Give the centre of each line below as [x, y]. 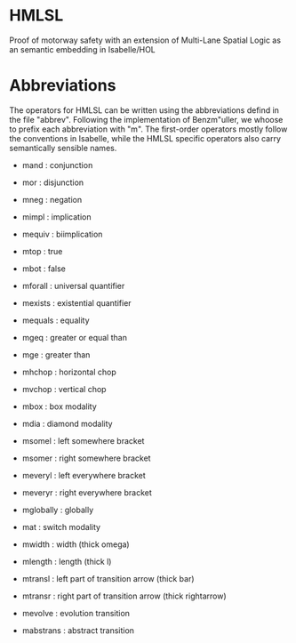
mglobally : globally [58, 510]
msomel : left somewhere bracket [83, 440]
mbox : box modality [60, 406]
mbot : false [44, 269]
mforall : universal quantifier [73, 285]
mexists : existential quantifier [76, 302]
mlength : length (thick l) [67, 561]
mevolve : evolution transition [76, 613]
